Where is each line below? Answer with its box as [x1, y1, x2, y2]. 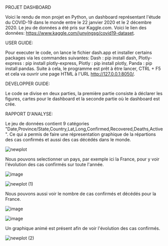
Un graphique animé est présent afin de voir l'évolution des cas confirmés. [5, 225, 160, 231]
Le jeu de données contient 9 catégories [5, 121, 89, 126]
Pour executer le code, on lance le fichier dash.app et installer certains [5, 50, 152, 55]
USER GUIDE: [5, 40, 33, 46]
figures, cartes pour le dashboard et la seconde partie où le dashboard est [5, 96, 160, 102]
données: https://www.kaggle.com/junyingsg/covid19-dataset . [5, 30, 135, 36]
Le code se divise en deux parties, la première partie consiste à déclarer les [5, 91, 163, 96]
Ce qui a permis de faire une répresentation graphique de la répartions [9, 131, 156, 137]
